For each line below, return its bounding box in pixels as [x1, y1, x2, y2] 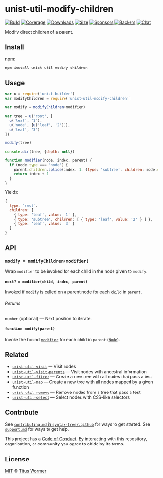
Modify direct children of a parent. [5, 29, 74, 34]
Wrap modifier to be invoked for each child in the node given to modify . [5, 268, 148, 274]
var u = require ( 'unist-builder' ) [5, 91, 75, 97]
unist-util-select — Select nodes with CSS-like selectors [12, 394, 130, 400]
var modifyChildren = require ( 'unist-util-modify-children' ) [5, 96, 131, 101]
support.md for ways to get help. [5, 427, 69, 432]
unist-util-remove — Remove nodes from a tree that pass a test [12, 389, 141, 395]
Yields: [5, 189, 19, 195]
